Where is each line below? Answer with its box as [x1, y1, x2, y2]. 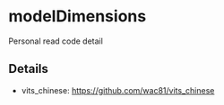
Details [8, 61, 48, 77]
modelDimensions [8, 6, 147, 27]
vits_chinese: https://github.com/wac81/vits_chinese [21, 85, 215, 95]
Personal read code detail [8, 36, 104, 46]
